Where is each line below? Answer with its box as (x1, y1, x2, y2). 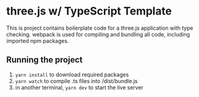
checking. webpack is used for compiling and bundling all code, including (6, 30, 190, 38)
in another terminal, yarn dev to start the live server (15, 84, 144, 91)
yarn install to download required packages (15, 71, 129, 78)
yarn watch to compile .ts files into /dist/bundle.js (15, 77, 138, 84)
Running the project (6, 55, 83, 65)
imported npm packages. (6, 37, 69, 44)
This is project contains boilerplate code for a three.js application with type (6, 24, 194, 32)
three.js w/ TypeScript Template (6, 4, 172, 18)
